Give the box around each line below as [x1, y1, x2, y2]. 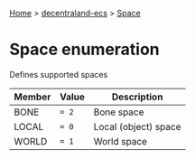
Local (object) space [93, 120, 182, 133]
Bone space [93, 106, 144, 118]
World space [93, 135, 147, 147]
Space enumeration [9, 40, 160, 60]
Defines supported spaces [9, 69, 108, 79]
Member [14, 90, 51, 103]
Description [111, 90, 163, 103]
